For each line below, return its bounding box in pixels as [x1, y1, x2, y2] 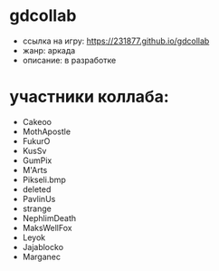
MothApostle [22, 126, 71, 137]
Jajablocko [22, 241, 64, 252]
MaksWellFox [22, 222, 72, 233]
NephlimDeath [22, 212, 77, 223]
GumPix [22, 155, 52, 166]
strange [22, 203, 52, 214]
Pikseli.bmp [22, 174, 66, 185]
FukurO [22, 135, 51, 146]
